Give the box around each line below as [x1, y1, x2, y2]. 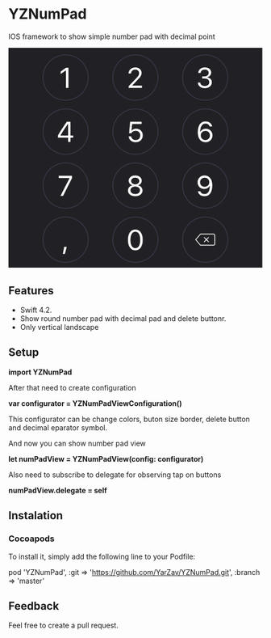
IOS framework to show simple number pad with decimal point [8, 32, 215, 41]
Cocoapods [8, 533, 55, 544]
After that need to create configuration [8, 382, 136, 392]
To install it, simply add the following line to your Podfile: [8, 551, 196, 561]
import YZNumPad [8, 367, 73, 377]
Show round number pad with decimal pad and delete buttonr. [19, 314, 227, 323]
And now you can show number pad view [8, 438, 147, 448]
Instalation [8, 509, 63, 522]
